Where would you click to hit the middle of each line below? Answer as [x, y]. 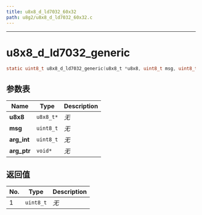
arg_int [20, 140]
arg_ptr [20, 151]
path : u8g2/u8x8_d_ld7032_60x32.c [50, 17]
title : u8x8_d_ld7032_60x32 [41, 12]
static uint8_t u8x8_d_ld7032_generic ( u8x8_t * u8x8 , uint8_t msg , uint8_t [102, 69]
